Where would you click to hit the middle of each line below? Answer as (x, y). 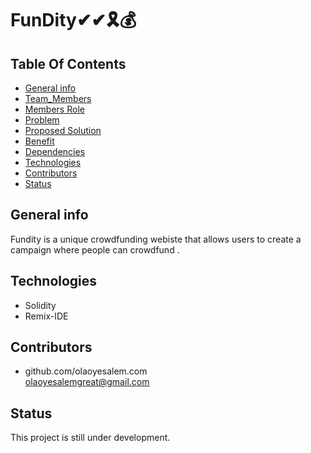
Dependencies (55, 151)
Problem (42, 120)
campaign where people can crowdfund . (95, 249)
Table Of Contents (68, 63)
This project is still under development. (90, 438)
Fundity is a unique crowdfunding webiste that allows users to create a (156, 239)
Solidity (40, 305)
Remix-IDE (46, 316)
